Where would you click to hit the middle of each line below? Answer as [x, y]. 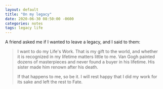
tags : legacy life [24, 28]
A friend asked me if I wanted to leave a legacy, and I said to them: [73, 42]
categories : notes [24, 23]
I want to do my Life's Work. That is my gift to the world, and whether [87, 52]
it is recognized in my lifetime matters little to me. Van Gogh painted [86, 57]
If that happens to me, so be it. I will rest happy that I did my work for [87, 77]
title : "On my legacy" [28, 14]
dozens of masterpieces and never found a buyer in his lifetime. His [86, 62]
